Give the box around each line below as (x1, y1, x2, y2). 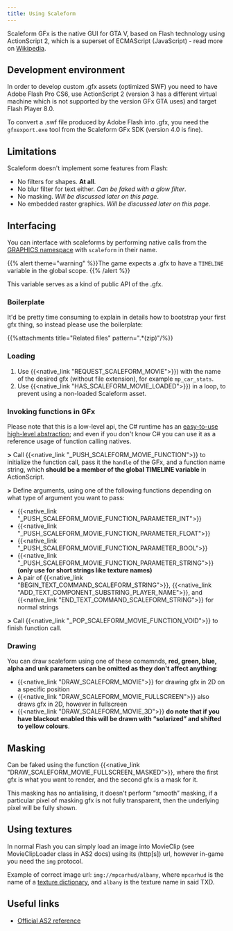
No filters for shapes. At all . (17, 178, 96, 186)
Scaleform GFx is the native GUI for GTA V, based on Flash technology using (7, 29, 225, 38)
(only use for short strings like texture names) (17, 566, 153, 574)
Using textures (7, 824, 73, 836)
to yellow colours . (17, 722, 70, 730)
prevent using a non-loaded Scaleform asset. (17, 389, 147, 397)
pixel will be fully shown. (7, 804, 78, 812)
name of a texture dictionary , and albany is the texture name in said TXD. (7, 878, 215, 886)
